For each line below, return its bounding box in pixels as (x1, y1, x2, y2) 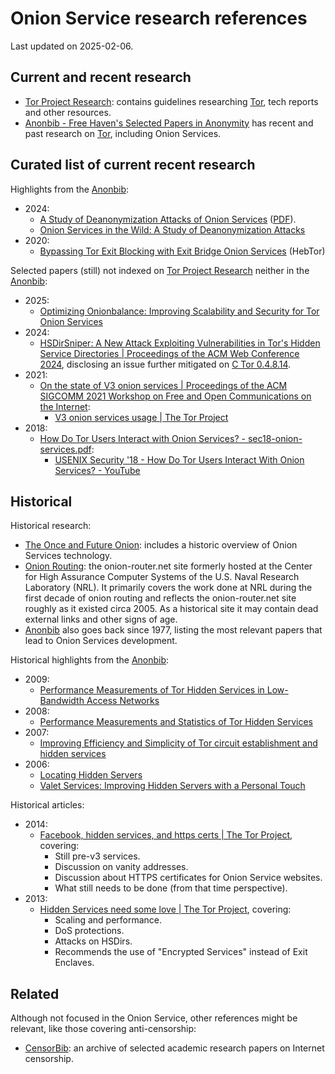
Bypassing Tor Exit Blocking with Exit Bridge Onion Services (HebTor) (39, 245, 326, 257)
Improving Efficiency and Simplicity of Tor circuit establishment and (39, 737, 318, 749)
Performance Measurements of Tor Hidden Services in (39, 684, 265, 696)
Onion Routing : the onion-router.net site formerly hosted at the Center (24, 560, 313, 572)
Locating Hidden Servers (39, 769, 143, 781)
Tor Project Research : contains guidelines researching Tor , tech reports (24, 95, 319, 107)
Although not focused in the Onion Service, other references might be (10, 1012, 298, 1024)
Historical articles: (10, 799, 85, 811)
